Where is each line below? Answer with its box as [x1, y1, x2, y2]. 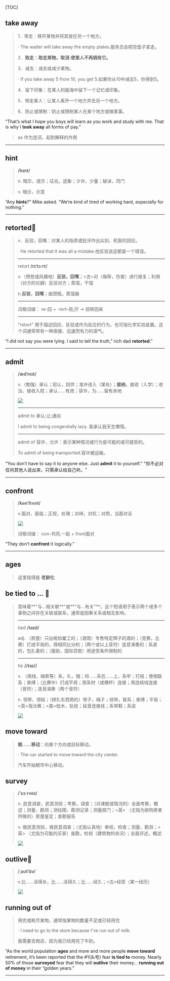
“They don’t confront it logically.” [5, 541, 75, 547]
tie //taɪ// [17, 663, 37, 669]
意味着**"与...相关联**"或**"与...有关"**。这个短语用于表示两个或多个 [17, 603, 163, 609]
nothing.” [5, 204, 24, 210]
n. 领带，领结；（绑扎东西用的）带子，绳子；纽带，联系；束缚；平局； [17, 696, 163, 703]
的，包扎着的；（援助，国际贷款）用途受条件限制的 [17, 647, 122, 653]
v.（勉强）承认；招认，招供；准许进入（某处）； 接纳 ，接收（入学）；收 [17, 382, 163, 388]
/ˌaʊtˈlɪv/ [17, 868, 36, 875]
